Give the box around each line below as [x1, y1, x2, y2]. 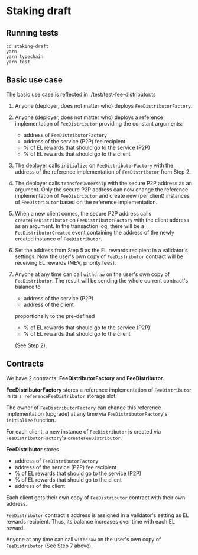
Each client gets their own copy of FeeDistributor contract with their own [6, 493, 186, 501]
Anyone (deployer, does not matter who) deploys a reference [14, 114, 164, 121]
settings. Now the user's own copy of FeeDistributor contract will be [14, 253, 183, 260]
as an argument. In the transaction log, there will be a [14, 222, 145, 229]
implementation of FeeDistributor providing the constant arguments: [14, 120, 183, 127]
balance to [14, 283, 41, 290]
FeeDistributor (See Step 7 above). [6, 542, 93, 549]
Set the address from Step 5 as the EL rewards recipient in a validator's [14, 246, 188, 254]
